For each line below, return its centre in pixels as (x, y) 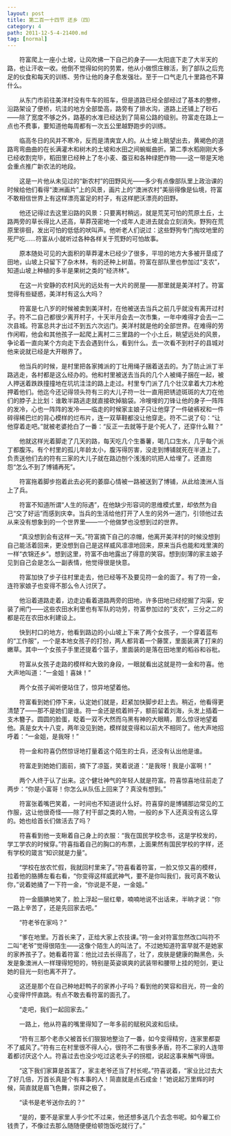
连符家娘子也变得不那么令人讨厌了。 (58, 586)
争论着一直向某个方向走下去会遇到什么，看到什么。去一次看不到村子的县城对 (115, 343)
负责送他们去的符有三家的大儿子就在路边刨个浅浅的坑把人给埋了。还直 (107, 458)
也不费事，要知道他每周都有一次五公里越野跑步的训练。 (91, 126)
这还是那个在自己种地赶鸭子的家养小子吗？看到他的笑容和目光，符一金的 (121, 987)
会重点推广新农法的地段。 (43, 167)
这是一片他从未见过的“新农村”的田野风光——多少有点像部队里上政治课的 (121, 181)
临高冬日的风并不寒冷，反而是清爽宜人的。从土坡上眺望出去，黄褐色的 (118, 141)
